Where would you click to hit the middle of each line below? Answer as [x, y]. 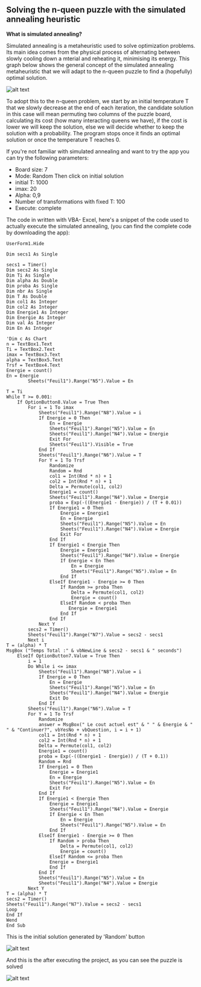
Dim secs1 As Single [32, 254]
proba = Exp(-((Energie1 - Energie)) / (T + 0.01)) [116, 503]
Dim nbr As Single [29, 291]
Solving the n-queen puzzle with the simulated [96, 10]
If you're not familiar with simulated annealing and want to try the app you [98, 151]
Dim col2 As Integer [32, 307]
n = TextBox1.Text [29, 344]
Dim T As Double [27, 296]
